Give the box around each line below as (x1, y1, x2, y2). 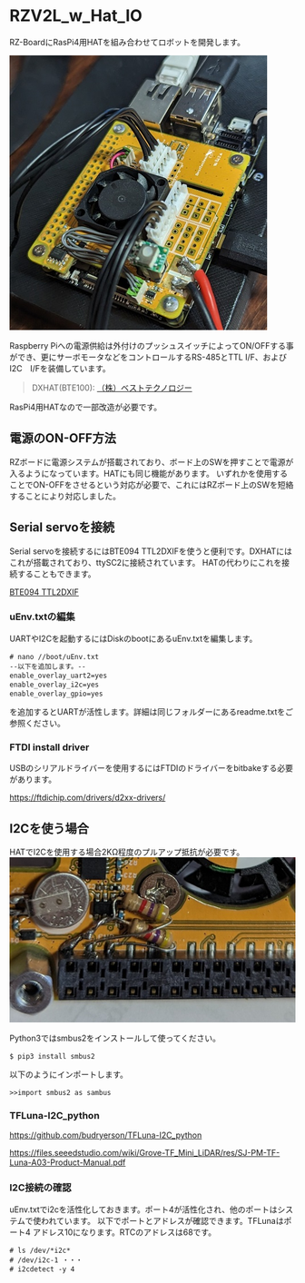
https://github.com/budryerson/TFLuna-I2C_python (9, 1130, 202, 1140)
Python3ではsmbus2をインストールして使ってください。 (9, 1032, 221, 1044)
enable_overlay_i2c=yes (9, 680, 100, 689)
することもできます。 (16, 568, 97, 579)
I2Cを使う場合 (9, 821, 89, 836)
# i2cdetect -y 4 (9, 1264, 75, 1274)
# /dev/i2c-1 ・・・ (9, 1255, 84, 1265)
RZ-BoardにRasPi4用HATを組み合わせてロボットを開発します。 (9, 36, 245, 47)
